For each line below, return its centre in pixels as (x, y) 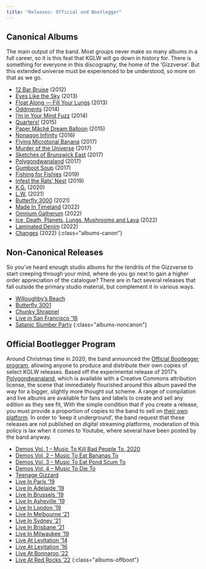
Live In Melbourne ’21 (42, 514)
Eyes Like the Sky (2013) (46, 96)
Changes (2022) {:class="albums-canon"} (69, 233)
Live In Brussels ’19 (40, 495)
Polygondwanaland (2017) (48, 161)
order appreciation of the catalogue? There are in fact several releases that (101, 281)
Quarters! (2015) (36, 122)
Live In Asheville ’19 (40, 501)
